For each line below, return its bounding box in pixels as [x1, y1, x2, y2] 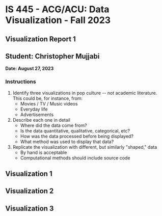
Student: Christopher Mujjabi [5, 52, 100, 61]
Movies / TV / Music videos [20, 100, 78, 106]
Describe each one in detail [12, 117, 70, 123]
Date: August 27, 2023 [5, 65, 54, 72]
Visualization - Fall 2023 [5, 14, 111, 26]
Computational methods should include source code [20, 154, 130, 161]
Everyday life [20, 106, 48, 112]
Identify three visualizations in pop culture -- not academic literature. [12, 90, 157, 96]
